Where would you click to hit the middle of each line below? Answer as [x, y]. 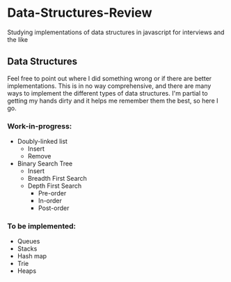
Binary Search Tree [45, 164]
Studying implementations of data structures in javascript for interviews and [116, 32]
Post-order [54, 208]
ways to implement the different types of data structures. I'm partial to [107, 93]
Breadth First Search [57, 179]
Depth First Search [55, 186]
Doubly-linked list [42, 142]
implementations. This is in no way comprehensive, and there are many [109, 86]
